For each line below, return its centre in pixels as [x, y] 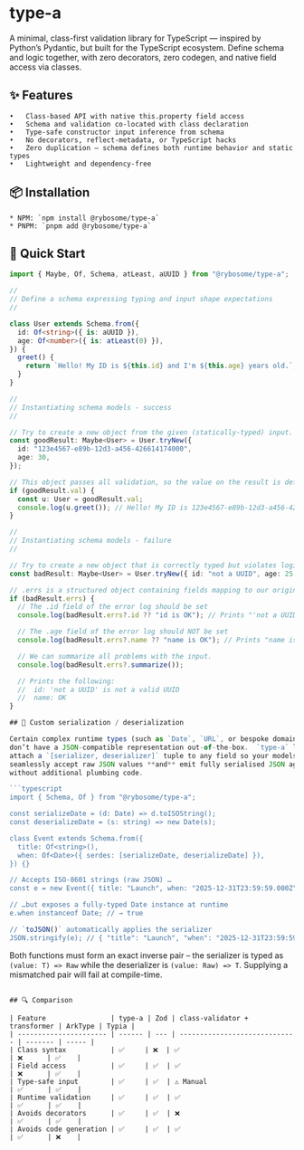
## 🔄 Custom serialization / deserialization [96, 723]
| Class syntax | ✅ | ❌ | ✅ [95, 1050]
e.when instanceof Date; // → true [76, 913]
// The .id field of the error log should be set [113, 607]
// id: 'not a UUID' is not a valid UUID [99, 689]
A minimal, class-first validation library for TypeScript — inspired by [135, 38]
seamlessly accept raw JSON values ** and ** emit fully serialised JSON [147, 764]
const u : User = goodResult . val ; [81, 499]
